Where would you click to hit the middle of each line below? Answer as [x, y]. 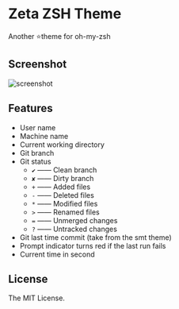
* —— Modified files [65, 203]
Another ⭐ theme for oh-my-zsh [59, 36]
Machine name [44, 136]
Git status [35, 161]
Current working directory [62, 145]
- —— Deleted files [63, 195]
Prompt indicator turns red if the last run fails [93, 245]
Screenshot [38, 64]
